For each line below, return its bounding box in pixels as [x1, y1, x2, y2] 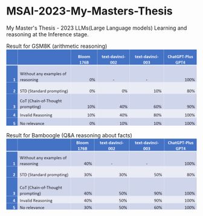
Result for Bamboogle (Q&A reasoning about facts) [6, 131, 133, 139]
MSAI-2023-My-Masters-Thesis [6, 4, 173, 18]
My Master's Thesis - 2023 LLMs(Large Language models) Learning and [6, 24, 187, 31]
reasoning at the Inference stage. [6, 30, 89, 38]
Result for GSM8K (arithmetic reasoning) [6, 42, 108, 50]
